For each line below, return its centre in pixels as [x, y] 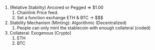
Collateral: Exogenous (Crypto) [40, 33]
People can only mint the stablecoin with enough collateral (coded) [84, 28]
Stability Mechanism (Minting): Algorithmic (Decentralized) [68, 23]
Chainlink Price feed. [38, 12]
